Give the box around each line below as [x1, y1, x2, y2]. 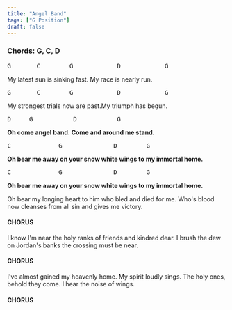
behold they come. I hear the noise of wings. [7, 280, 135, 288]
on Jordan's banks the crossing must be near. [7, 241, 139, 249]
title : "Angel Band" [7, 10, 67, 17]
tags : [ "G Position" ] [7, 17, 70, 24]
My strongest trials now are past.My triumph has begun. [7, 102, 168, 110]
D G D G [7, 115, 122, 123]
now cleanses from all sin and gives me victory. [7, 202, 143, 210]
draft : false [7, 23, 45, 30]
